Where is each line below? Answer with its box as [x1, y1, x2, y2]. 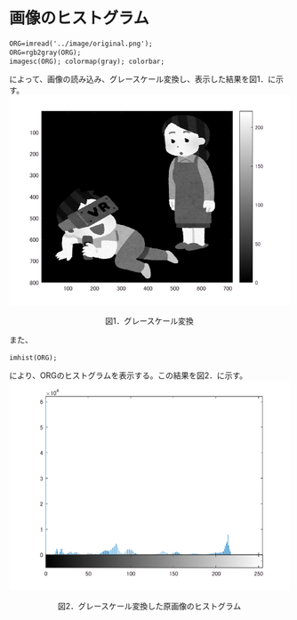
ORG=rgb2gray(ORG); [9, 48, 82, 57]
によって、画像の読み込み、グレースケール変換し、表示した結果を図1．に [9, 73, 277, 85]
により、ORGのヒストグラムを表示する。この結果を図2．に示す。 [9, 370, 248, 381]
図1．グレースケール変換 [105, 315, 194, 326]
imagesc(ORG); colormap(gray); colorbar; [9, 57, 165, 66]
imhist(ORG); [9, 353, 58, 362]
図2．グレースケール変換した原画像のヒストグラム [57, 600, 242, 611]
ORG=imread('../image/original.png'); [9, 39, 153, 48]
